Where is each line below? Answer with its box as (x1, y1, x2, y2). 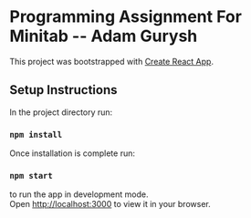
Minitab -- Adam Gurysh (9, 26, 198, 47)
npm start (9, 171, 53, 181)
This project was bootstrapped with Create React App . (9, 56, 214, 67)
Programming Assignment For (9, 6, 242, 27)
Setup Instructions (9, 82, 118, 98)
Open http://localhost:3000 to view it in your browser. (9, 199, 212, 210)
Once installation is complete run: (9, 148, 135, 159)
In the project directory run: (9, 107, 113, 118)
